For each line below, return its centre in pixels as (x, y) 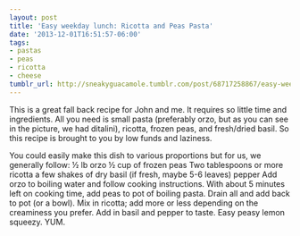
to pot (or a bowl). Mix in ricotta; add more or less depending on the (134, 203)
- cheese (25, 76)
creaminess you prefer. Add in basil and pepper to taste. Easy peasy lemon (147, 212)
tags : (19, 42)
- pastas (25, 51)
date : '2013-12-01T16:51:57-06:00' (75, 34)
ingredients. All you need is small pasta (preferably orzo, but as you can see (149, 119)
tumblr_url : (31, 84)
